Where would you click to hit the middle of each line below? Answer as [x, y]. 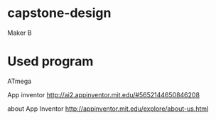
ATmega [20, 81]
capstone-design [59, 13]
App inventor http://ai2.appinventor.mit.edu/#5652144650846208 [104, 94]
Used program [50, 61]
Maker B [20, 33]
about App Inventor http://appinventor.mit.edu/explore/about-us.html [108, 109]
